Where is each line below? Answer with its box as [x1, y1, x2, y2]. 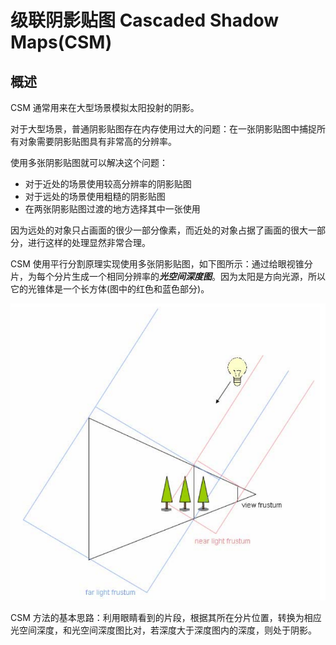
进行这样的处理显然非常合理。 [27, 237, 151, 248]
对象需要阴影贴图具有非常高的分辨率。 [18, 136, 177, 147]
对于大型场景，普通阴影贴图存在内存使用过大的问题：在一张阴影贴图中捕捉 [10, 123, 317, 135]
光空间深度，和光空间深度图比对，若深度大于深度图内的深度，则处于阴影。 [10, 624, 317, 636]
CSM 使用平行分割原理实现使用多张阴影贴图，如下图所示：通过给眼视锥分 [10, 258, 313, 270]
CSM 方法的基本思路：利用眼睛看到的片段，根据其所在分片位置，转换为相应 [10, 611, 322, 623]
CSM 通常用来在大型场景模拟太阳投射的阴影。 [10, 102, 200, 113]
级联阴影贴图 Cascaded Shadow [10, 9, 280, 32]
